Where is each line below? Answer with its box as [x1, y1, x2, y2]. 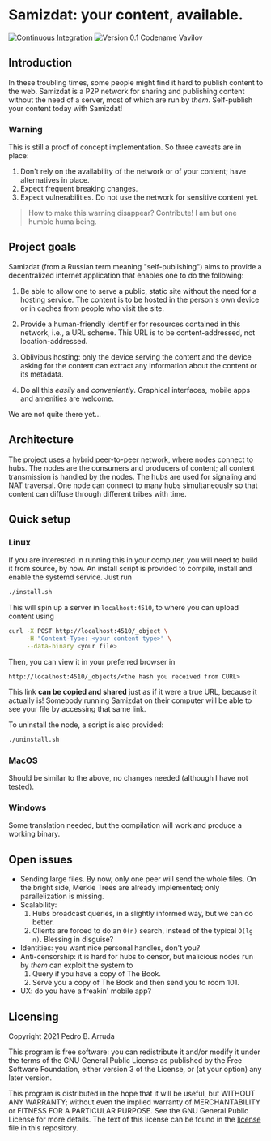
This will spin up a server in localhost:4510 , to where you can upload [8, 603, 239, 613]
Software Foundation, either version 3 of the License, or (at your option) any [8, 1064, 262, 1074]
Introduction [8, 56, 73, 70]
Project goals [8, 240, 77, 254]
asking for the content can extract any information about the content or [19, 360, 257, 370]
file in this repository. [8, 1122, 78, 1133]
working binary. [8, 829, 61, 839]
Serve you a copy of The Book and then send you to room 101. [32, 978, 240, 988]
